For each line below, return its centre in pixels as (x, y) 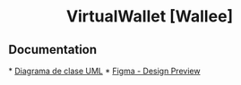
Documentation (53, 50)
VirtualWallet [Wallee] (150, 17)
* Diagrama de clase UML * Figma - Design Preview (104, 71)
